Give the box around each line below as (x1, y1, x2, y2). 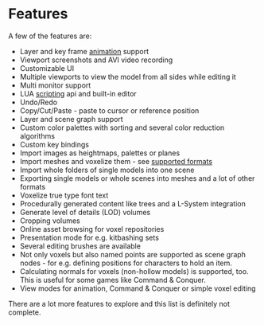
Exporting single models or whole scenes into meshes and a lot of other (19, 173, 255, 183)
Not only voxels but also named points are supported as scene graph (19, 249, 247, 259)
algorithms (19, 131, 56, 140)
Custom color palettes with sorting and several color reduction (19, 123, 225, 132)
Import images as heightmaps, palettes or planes (19, 148, 181, 158)
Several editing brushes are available (19, 241, 142, 251)
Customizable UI (19, 63, 75, 72)
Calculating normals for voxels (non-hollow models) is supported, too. (19, 266, 249, 276)
